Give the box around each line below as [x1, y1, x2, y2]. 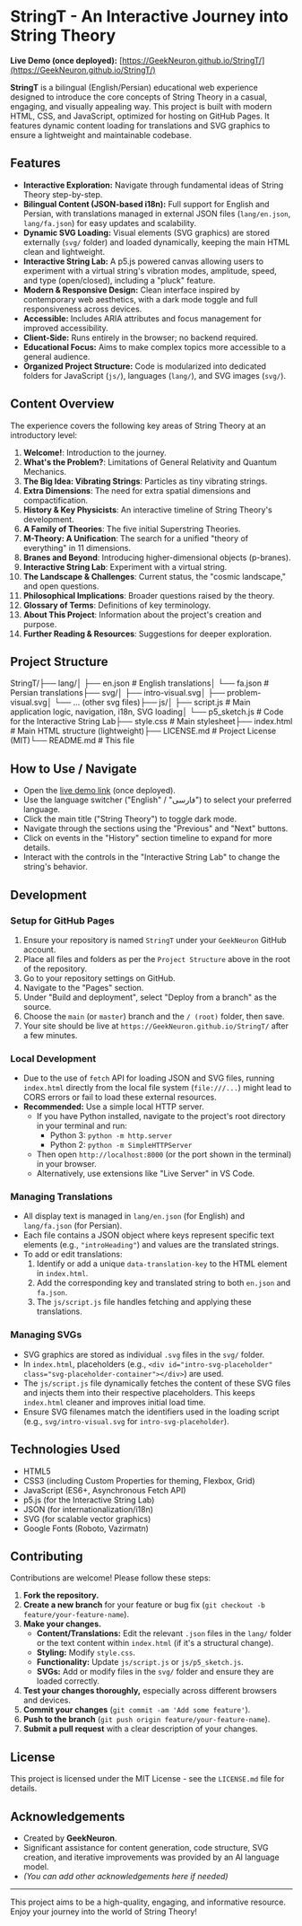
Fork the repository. [22, 1590, 99, 1601]
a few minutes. [22, 1029, 78, 1040]
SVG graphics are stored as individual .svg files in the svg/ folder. [22, 1349, 265, 1360]
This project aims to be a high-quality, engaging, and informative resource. [10, 1896, 286, 1908]
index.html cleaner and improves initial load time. [22, 1396, 206, 1407]
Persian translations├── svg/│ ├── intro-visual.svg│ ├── [10, 687, 225, 698]
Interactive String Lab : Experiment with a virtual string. [22, 561, 228, 572]
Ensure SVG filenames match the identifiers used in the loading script [22, 1406, 280, 1417]
